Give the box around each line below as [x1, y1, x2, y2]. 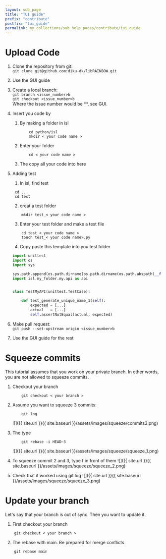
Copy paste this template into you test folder [19, 244, 111, 250]
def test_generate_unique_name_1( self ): [21, 298, 106, 303]
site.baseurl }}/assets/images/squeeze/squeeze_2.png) [12, 463, 126, 469]
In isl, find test [19, 180, 49, 186]
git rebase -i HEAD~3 [21, 439, 66, 444]
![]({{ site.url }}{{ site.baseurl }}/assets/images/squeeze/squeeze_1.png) [12, 448, 159, 454]
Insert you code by [12, 111, 51, 116]
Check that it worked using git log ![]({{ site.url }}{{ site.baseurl [12, 472, 141, 478]
